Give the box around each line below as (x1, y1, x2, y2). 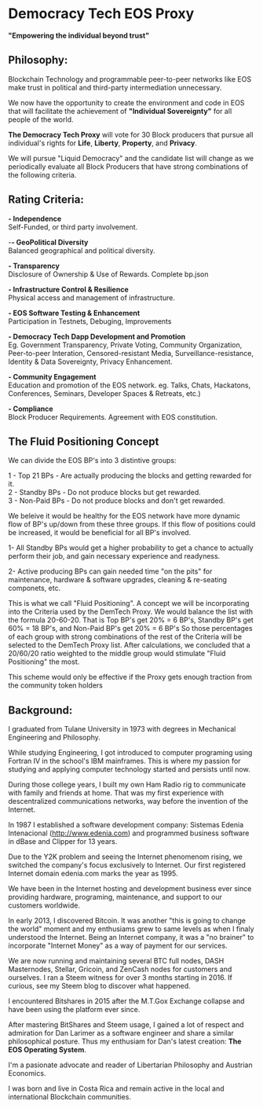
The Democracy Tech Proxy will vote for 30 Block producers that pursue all (8, 130, 254, 139)
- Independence (8, 214, 62, 223)
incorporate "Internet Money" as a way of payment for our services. (8, 941, 228, 951)
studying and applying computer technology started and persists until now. (8, 765, 250, 774)
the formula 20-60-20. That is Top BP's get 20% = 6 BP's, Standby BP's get (8, 615, 254, 625)
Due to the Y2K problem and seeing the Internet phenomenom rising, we (8, 852, 243, 861)
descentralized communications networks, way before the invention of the (8, 797, 249, 806)
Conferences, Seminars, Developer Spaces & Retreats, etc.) (8, 388, 202, 398)
